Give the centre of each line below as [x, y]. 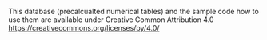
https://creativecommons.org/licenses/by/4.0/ [84, 28]
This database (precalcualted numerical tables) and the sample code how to [134, 11]
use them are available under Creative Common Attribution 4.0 [111, 20]
